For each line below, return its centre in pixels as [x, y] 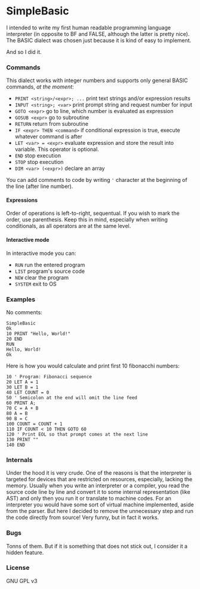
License [18, 568]
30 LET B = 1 [22, 387]
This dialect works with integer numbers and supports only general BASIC [97, 81]
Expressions [22, 200]
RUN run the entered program [50, 265]
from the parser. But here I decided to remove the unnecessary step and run [100, 511]
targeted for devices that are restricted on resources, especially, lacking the [99, 479]
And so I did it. [24, 51]
